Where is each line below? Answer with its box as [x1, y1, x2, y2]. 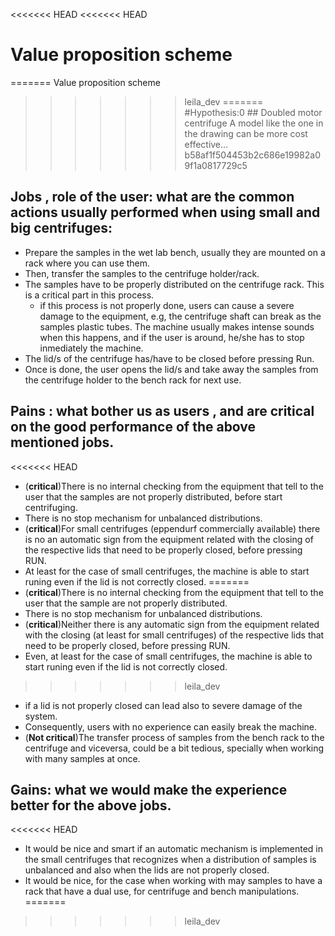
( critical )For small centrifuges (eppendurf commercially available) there [24, 522, 321, 534]
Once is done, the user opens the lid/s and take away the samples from [24, 363, 319, 375]
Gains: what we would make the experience [10, 781, 288, 798]
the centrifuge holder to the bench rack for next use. [24, 374, 242, 386]
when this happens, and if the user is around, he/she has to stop [39, 331, 305, 343]
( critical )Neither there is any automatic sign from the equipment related [24, 618, 320, 630]
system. [24, 710, 58, 722]
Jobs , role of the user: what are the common [10, 189, 295, 206]
